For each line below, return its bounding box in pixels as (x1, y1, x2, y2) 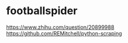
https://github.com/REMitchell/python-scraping (6, 29, 122, 37)
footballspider (6, 4, 78, 18)
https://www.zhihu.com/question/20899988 (6, 24, 115, 31)
